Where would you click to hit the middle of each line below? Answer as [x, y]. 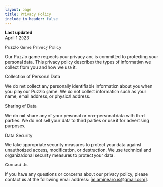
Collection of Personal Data [33, 77]
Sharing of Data [21, 106]
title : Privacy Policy [28, 14]
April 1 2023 [17, 38]
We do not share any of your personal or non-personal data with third [75, 116]
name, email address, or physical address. [48, 96]
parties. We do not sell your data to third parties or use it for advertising [77, 121]
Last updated [19, 33]
